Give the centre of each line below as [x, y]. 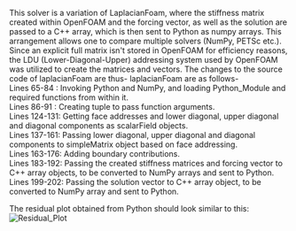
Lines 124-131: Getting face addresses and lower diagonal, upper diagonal [144, 116]
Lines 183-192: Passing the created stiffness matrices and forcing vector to [146, 163]
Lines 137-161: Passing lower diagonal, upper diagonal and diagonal [132, 135]
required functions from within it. [69, 97]
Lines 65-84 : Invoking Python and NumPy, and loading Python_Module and [148, 88]
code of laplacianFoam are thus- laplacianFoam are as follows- [124, 78]
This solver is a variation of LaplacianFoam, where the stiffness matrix [137, 13]
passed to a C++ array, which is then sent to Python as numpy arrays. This [145, 31]
